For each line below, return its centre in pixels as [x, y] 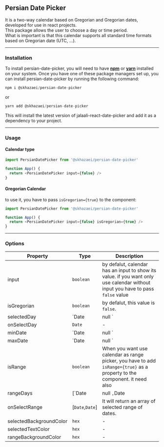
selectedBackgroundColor [37, 421]
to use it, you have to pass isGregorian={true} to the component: [71, 199]
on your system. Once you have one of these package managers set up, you [82, 74]
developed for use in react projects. [41, 25]
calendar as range [123, 355]
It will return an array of [129, 401]
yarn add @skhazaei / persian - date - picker [47, 106]
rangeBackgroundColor [34, 437]
